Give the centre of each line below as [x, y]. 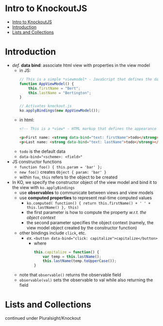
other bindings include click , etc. [53, 233]
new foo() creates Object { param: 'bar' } [63, 172]
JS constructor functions [37, 162]
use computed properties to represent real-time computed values [85, 197]
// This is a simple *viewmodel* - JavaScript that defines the [86, 79]
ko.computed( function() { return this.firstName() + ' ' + [89, 203]
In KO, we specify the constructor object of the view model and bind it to [84, 182]
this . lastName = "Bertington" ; [60, 93]
